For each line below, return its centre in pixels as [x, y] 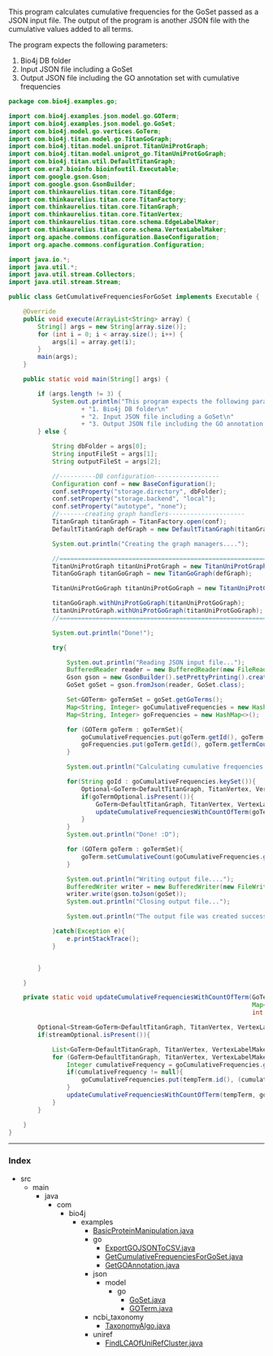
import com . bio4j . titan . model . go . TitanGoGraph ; [91, 139]
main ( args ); [58, 357]
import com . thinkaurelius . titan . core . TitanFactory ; [97, 199]
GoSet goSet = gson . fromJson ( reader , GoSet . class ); [156, 685]
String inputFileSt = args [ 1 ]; [105, 454]
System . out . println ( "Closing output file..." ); [148, 902]
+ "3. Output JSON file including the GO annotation [172, 424]
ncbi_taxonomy [119, 1317]
